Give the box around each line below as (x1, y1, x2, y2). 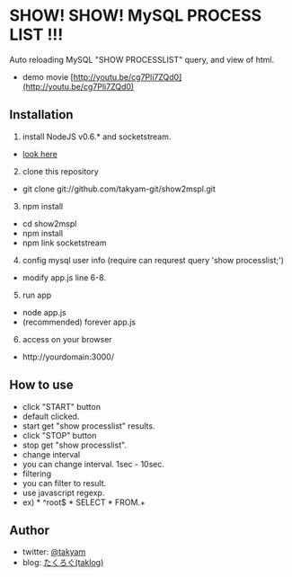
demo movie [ (22, 71, 74, 82)
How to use (9, 377, 74, 393)
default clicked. (22, 411, 80, 422)
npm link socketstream (22, 237, 107, 248)
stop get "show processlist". (22, 439, 128, 450)
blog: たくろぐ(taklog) (22, 557, 104, 568)
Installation (9, 107, 74, 122)
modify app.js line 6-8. (22, 271, 106, 283)
